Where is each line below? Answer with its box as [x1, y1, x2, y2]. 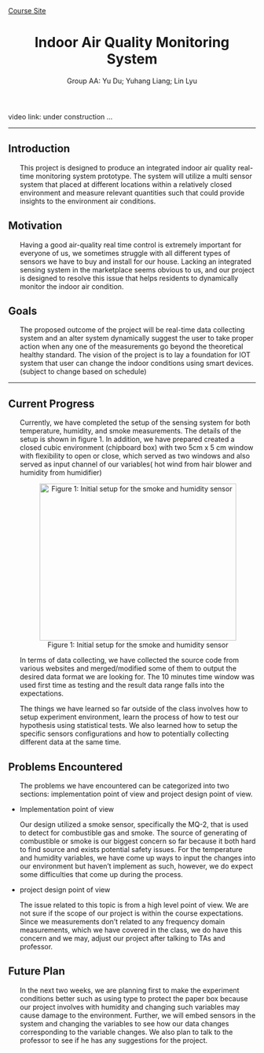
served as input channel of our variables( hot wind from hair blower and [19, 459, 252, 469]
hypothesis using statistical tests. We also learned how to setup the [19, 721, 238, 730]
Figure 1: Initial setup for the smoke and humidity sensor [46, 640, 229, 649]
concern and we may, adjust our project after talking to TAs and [19, 934, 225, 943]
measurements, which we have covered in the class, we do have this [19, 925, 242, 934]
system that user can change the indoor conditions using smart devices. [19, 359, 254, 368]
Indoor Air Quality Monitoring [34, 34, 230, 52]
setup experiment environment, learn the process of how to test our [19, 712, 240, 722]
